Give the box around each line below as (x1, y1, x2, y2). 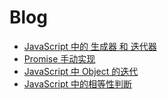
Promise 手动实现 (23, 52, 96, 65)
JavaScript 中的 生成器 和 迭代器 (23, 40, 157, 52)
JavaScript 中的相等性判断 (23, 77, 132, 90)
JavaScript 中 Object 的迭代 (23, 65, 139, 77)
